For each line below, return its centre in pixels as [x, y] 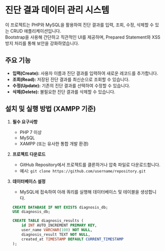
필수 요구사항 [25, 122]
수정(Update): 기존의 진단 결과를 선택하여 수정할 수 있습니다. [71, 85]
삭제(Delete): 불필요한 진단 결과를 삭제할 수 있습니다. [64, 91]
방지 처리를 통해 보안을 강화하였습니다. [42, 43]
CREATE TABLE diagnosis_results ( [48, 221]
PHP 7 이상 [31, 132]
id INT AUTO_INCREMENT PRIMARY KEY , [59, 225]
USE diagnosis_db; [31, 212]
